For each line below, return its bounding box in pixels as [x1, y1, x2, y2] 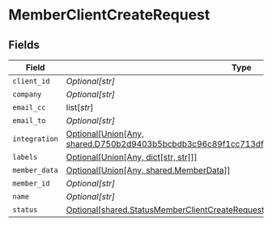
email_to [12, 116, 46, 125]
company [12, 90, 42, 99]
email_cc [12, 103, 46, 112]
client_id [12, 77, 50, 86]
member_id [12, 179, 50, 188]
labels [12, 152, 38, 161]
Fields [8, 38, 40, 52]
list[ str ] [66, 102, 94, 113]
